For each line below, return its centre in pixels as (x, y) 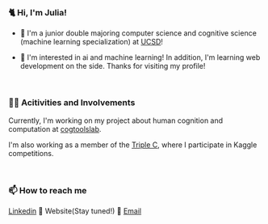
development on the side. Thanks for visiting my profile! (113, 66)
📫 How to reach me (48, 190)
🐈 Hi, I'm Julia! (38, 12)
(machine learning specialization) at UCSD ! (92, 42)
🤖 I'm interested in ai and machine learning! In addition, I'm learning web (140, 57)
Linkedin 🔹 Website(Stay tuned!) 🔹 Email (75, 211)
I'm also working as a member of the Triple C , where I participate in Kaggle (133, 145)
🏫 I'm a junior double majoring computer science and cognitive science (138, 33)
